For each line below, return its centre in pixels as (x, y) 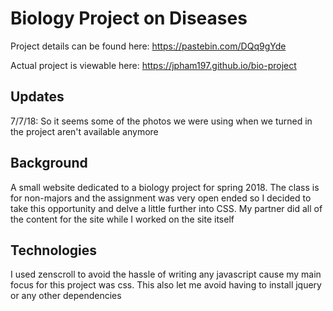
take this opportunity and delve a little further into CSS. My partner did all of (166, 208)
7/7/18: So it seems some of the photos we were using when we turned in (161, 121)
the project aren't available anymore (84, 131)
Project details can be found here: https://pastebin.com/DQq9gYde (148, 46)
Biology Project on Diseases (129, 18)
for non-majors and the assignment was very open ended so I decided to (161, 198)
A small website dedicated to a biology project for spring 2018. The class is (165, 187)
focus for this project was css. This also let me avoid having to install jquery (166, 285)
